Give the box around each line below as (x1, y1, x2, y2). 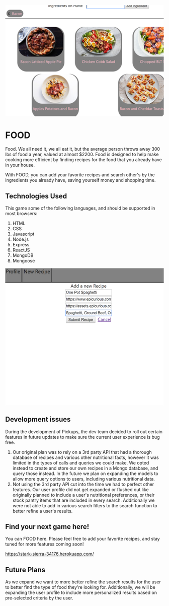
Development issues (5, 415, 71, 424)
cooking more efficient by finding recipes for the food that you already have (5, 157, 162, 163)
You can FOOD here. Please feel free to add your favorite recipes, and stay (5, 536, 160, 542)
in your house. (5, 162, 35, 168)
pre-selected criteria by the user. (5, 595, 73, 601)
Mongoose (12, 258, 35, 264)
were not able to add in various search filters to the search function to (12, 502, 157, 508)
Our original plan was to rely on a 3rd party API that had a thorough (12, 449, 152, 455)
